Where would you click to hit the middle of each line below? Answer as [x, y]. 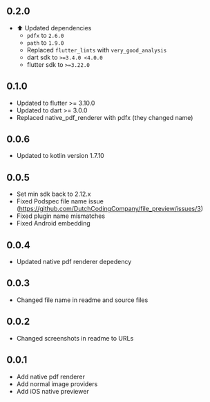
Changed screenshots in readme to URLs [75, 338]
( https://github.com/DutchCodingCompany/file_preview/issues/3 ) [109, 209]
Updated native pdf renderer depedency [74, 262]
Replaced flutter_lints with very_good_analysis [97, 50]
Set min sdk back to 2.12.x [54, 194]
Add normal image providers [57, 384]
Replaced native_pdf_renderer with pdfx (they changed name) [105, 117]
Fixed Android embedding [53, 223]
